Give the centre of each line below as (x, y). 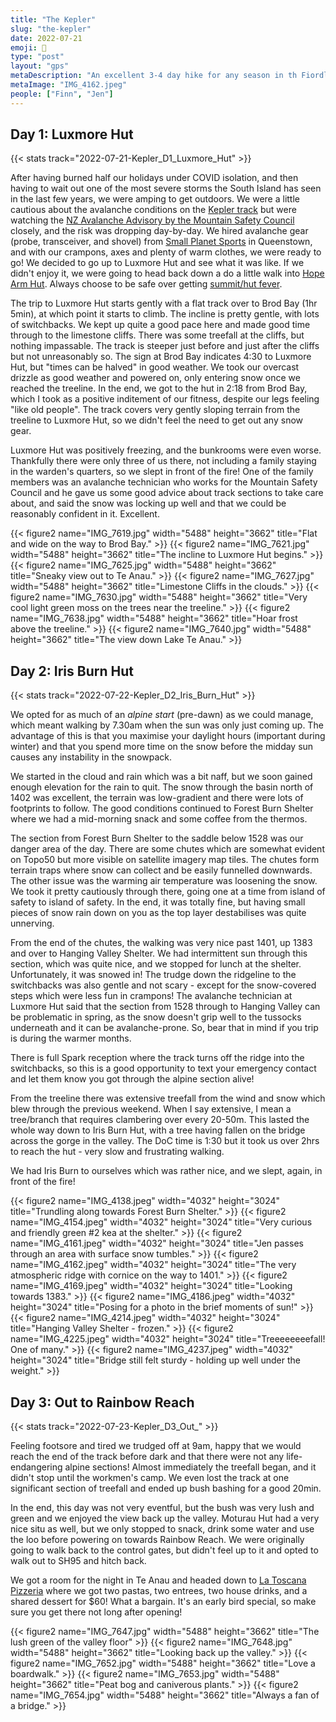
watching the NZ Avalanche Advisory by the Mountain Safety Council (152, 220)
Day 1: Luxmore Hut (72, 134)
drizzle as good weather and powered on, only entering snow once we (155, 378)
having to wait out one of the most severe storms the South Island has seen (166, 188)
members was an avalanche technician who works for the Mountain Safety (164, 482)
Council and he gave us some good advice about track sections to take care (167, 493)
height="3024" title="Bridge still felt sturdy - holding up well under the (155, 1360)
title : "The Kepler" (53, 19)
